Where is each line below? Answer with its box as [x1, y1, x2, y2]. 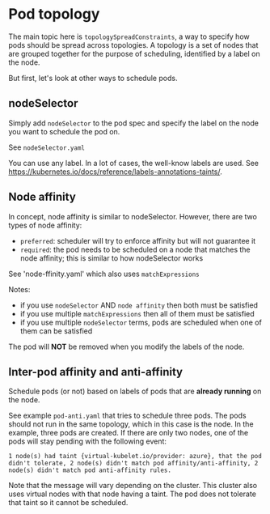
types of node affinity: [8, 220, 82, 230]
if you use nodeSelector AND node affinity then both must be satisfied [19, 300, 259, 310]
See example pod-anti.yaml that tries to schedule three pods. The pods [8, 410, 247, 421]
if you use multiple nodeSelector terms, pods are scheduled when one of [19, 317, 263, 327]
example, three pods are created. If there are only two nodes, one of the [8, 428, 249, 438]
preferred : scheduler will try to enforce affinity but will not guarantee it [19, 236, 256, 245]
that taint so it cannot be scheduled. [8, 498, 129, 508]
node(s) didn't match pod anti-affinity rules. [8, 466, 172, 474]
